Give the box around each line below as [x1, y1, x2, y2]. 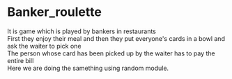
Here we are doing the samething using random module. [7, 64, 169, 72]
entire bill [7, 56, 34, 64]
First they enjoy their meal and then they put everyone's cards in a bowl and [7, 34, 225, 42]
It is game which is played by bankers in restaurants [7, 27, 157, 35]
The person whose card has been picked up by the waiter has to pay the [7, 49, 215, 58]
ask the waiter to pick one [7, 42, 82, 50]
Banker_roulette [7, 4, 102, 20]
